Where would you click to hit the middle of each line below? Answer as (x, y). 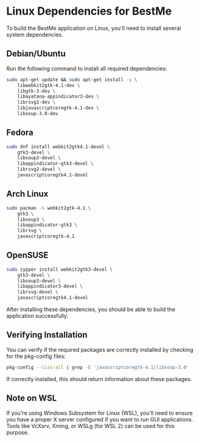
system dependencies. (35, 34)
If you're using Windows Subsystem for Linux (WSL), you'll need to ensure (100, 413)
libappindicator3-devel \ (50, 287)
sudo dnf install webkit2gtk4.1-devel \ (58, 147)
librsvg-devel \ (38, 292)
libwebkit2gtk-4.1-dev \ (49, 85)
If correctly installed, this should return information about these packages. (99, 379)
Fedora (20, 133)
